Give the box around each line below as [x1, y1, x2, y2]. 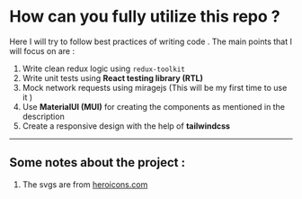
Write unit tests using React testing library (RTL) [22, 72, 204, 83]
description [22, 111, 65, 122]
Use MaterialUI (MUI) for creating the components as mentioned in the [22, 101, 286, 112]
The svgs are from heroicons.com [22, 178, 148, 190]
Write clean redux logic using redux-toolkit [22, 63, 186, 74]
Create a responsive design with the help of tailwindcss [22, 120, 231, 131]
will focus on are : [9, 45, 75, 56]
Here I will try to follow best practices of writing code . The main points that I [9, 36, 293, 47]
